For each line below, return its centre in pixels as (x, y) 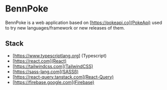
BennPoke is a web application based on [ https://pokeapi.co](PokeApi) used (84, 22)
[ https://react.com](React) (39, 61)
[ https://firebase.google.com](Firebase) (53, 82)
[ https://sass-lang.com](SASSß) (45, 71)
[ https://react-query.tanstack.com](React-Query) (63, 77)
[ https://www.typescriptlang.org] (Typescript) (59, 55)
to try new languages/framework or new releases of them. (65, 27)
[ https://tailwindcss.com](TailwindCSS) (53, 66)
